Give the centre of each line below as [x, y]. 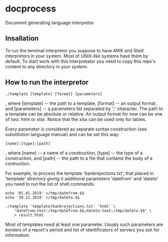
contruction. [18, 163]
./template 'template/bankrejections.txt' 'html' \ [60, 206]
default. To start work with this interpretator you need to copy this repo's [80, 61]
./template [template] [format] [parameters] [54, 94]
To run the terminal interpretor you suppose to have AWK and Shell [74, 50]
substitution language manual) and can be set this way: [62, 134]
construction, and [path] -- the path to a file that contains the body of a [79, 158]
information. [18, 235]
